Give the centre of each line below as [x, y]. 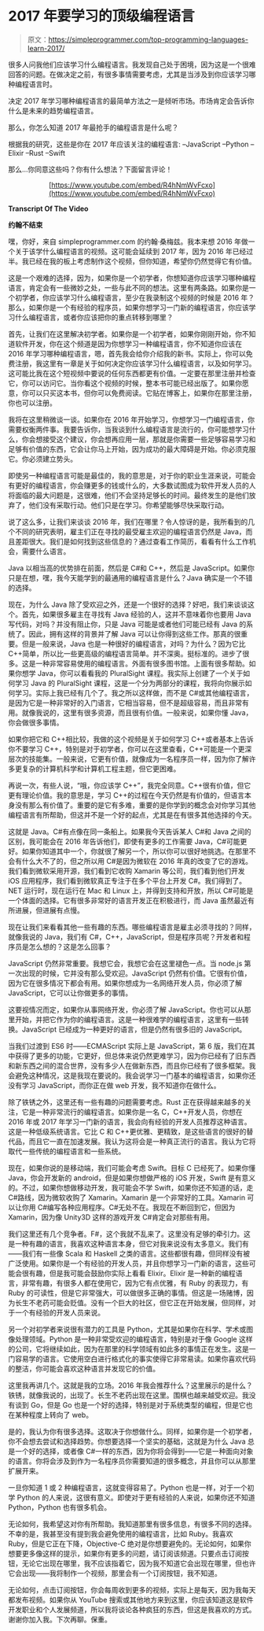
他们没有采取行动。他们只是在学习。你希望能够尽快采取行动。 [128, 505]
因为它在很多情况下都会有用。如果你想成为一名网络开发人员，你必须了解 [125, 983]
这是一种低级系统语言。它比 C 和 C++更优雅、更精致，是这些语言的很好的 [127, 1131]
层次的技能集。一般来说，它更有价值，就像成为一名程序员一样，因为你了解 [128, 758]
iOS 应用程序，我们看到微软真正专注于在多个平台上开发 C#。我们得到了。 [127, 880]
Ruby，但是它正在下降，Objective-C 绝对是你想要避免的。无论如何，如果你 [130, 1544]
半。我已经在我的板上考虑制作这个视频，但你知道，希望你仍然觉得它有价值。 [132, 261]
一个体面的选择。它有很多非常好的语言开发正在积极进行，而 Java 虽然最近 [128, 900]
